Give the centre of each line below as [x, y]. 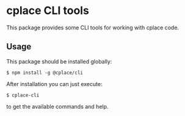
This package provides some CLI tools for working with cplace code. [92, 27]
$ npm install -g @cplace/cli [45, 73]
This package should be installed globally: [59, 61]
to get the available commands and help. [57, 106]
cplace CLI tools [48, 11]
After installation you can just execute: [54, 84]
